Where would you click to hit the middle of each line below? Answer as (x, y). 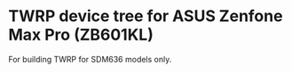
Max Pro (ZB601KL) (81, 35)
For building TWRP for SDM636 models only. (90, 59)
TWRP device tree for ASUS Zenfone (146, 16)
